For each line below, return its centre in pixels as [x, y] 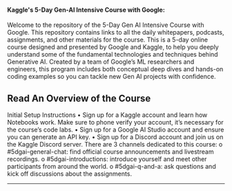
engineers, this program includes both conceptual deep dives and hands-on [115, 69]
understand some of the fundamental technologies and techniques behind [113, 55]
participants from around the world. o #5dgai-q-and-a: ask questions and [112, 167]
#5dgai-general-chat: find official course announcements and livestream [110, 152]
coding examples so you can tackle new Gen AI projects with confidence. [112, 77]
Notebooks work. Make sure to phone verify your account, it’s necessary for [116, 122]
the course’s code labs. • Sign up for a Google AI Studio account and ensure [116, 130]
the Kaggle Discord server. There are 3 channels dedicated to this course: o [115, 145]
